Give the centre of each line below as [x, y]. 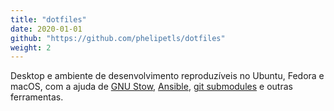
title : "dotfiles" [48, 19]
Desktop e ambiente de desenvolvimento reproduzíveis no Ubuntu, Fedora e [167, 76]
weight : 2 [31, 47]
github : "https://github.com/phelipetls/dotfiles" [118, 38]
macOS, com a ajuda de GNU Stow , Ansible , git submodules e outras [151, 87]
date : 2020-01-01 [46, 29]
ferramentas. [37, 97]
